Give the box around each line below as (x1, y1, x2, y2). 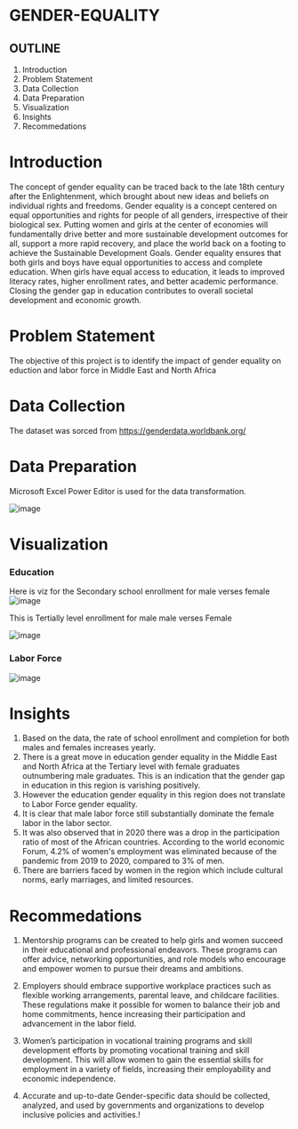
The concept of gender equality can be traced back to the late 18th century (9, 181, 285, 192)
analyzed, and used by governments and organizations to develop (21, 1100, 265, 1111)
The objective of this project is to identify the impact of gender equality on (9, 355, 282, 365)
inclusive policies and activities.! (21, 1109, 141, 1120)
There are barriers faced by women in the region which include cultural (21, 865, 283, 876)
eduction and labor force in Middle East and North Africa (9, 364, 216, 375)
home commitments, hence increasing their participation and (21, 1009, 246, 1020)
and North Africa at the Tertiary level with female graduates (21, 761, 240, 772)
